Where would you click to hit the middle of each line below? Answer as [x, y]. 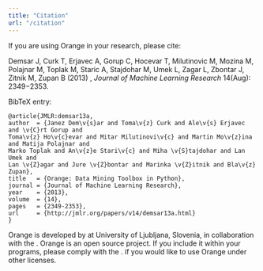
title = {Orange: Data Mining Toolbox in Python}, [97, 178]
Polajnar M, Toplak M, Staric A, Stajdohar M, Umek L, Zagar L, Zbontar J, [126, 69]
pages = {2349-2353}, [47, 206]
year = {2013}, [38, 192]
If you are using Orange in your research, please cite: [95, 45]
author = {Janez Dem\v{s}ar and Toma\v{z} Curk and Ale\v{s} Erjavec [127, 123]
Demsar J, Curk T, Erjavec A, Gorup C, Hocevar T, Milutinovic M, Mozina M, [131, 61]
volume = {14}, [35, 199]
